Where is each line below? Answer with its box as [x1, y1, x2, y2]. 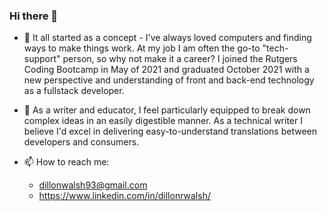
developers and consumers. [23, 136, 140, 148]
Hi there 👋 [9, 9, 59, 23]
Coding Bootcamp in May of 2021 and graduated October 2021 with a [23, 64, 310, 76]
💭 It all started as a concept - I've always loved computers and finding [23, 32, 312, 44]
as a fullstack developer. [23, 85, 125, 97]
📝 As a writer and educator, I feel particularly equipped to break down [23, 104, 311, 116]
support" [23, 53, 61, 65]
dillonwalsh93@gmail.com [38, 179, 148, 191]
